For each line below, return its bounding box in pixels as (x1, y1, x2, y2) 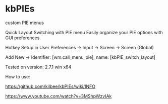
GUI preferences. (5, 35, 41, 41)
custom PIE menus (5, 20, 44, 26)
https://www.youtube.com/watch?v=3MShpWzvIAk (5, 93, 112, 99)
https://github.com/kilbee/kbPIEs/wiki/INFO (5, 83, 96, 89)
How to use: (5, 73, 30, 79)
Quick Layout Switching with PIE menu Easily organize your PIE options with (5, 29, 163, 35)
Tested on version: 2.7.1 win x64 (5, 64, 72, 70)
